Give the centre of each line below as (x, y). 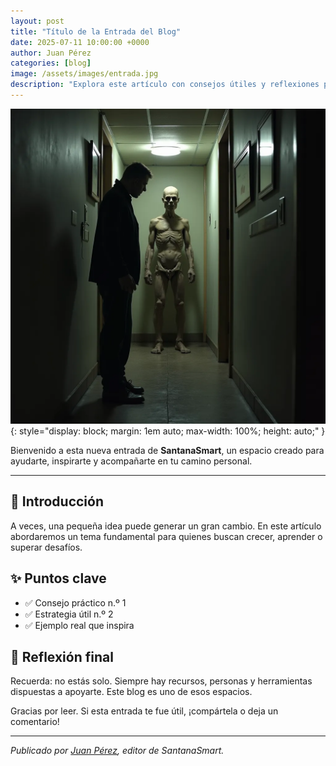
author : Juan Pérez (51, 53)
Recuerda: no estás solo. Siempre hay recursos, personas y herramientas (161, 681)
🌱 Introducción (57, 501)
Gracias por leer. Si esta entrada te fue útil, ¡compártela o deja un (144, 711)
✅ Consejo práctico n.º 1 (75, 602)
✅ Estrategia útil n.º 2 (69, 614)
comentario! (35, 722)
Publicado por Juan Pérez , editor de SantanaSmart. (117, 751)
